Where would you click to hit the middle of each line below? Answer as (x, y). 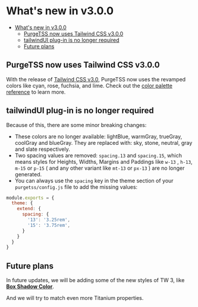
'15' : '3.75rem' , (49, 225)
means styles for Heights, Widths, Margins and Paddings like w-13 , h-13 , (103, 162)
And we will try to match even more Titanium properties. (75, 298)
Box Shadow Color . (30, 287)
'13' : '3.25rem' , (49, 220)
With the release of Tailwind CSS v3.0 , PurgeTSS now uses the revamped (96, 79)
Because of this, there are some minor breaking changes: (76, 125)
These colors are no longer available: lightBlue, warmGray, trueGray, (98, 136)
